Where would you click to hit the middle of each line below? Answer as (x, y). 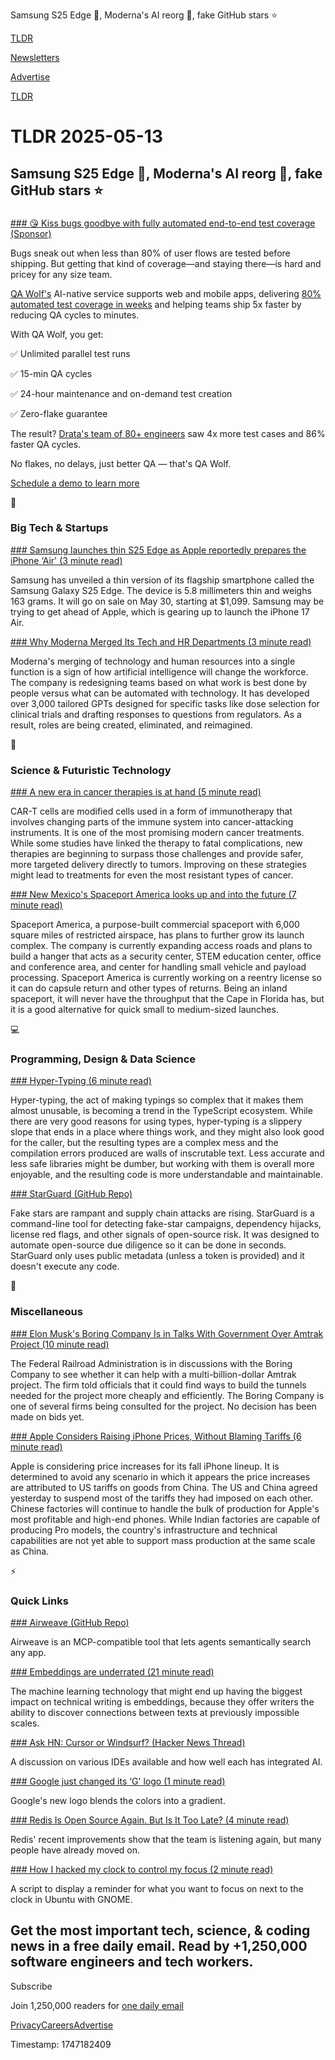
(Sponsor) (31, 233)
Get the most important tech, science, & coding (160, 1930)
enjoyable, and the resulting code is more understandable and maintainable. (166, 1175)
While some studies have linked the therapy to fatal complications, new (156, 843)
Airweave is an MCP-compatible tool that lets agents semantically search (161, 1641)
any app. (28, 1652)
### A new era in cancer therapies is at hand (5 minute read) (136, 792)
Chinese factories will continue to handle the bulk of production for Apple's (165, 1508)
